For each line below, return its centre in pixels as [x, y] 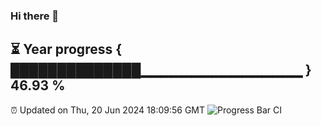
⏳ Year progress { [66, 49]
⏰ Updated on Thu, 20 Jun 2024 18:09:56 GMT [108, 110]
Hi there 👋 [35, 16]
